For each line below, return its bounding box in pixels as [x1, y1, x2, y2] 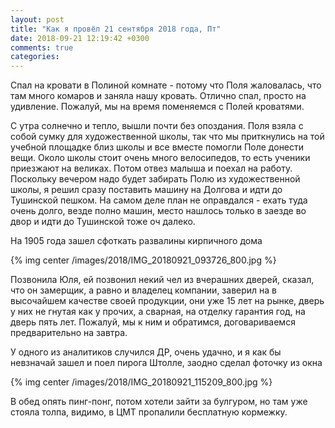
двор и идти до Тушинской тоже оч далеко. [10, 216, 196, 228]
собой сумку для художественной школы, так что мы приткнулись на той [10, 131, 325, 143]
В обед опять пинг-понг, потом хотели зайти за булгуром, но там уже [10, 396, 308, 408]
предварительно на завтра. [10, 327, 128, 339]
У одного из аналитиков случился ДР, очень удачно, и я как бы [10, 346, 282, 358]
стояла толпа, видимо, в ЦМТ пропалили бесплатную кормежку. [10, 406, 288, 418]
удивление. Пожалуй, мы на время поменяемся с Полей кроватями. [10, 101, 305, 113]
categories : [10, 52, 60, 62]
